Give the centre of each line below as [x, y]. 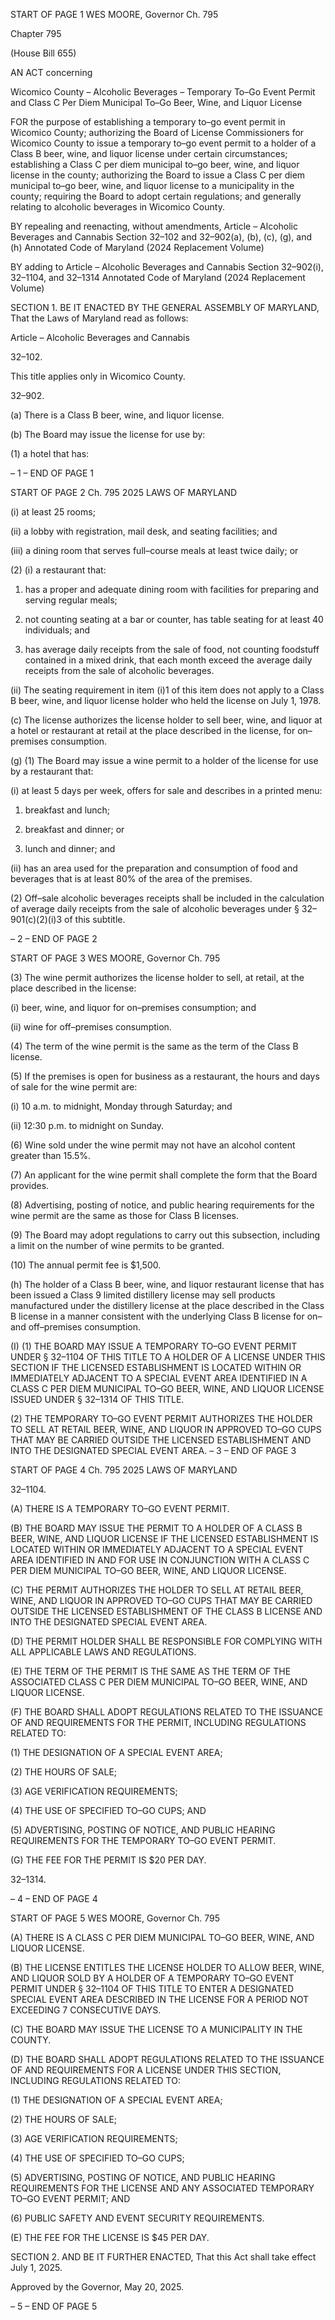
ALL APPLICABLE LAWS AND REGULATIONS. [103, 1652]
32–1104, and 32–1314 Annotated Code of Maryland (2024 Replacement [158, 277]
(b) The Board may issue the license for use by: [108, 434]
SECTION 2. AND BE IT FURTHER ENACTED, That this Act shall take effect [163, 2257]
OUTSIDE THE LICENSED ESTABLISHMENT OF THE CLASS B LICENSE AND [166, 1611]
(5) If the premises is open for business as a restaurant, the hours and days [165, 1076]
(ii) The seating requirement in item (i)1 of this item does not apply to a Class [167, 690]
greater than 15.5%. [51, 1155]
